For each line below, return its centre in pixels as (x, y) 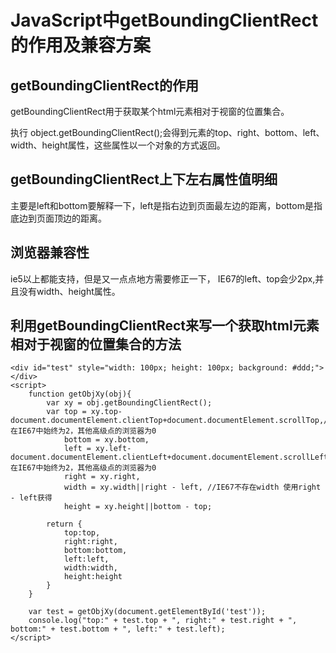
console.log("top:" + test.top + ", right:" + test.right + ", (163, 621)
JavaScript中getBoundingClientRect (164, 20)
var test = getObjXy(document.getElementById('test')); (147, 612)
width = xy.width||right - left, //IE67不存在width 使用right (192, 487)
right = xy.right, (102, 477)
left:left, (86, 559)
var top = (66, 412)
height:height (93, 577)
